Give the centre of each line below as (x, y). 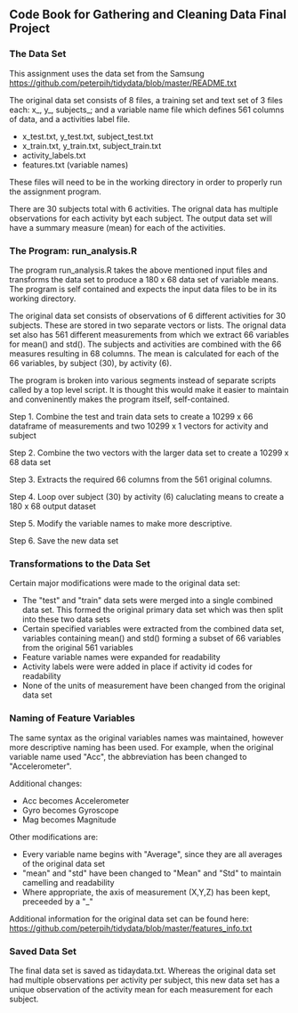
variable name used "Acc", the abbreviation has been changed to (128, 756)
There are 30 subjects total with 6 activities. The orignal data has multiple (144, 208)
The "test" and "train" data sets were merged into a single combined (148, 600)
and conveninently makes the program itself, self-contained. (119, 399)
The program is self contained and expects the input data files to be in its (143, 289)
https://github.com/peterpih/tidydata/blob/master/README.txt (123, 83)
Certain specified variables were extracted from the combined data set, (153, 629)
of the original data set (63, 863)
